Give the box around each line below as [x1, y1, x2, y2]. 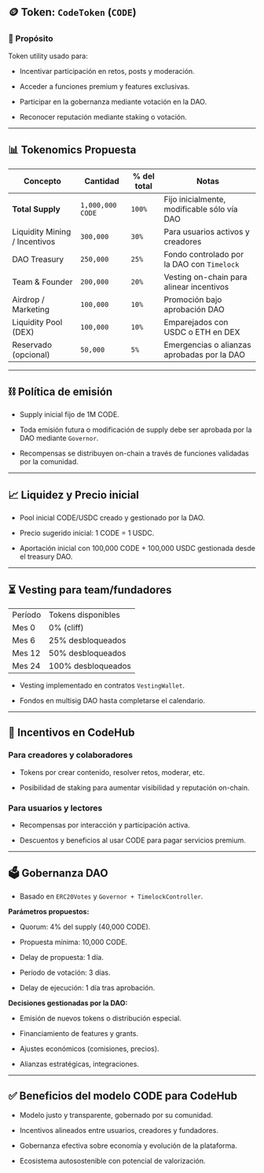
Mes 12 [12, 647, 41, 658]
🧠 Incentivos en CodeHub [8, 726, 135, 740]
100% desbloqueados [48, 660, 132, 671]
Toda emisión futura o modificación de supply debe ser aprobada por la [19, 425, 252, 434]
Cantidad [84, 175, 119, 186]
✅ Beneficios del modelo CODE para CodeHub [8, 1090, 238, 1103]
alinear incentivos [163, 281, 229, 292]
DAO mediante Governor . [19, 433, 99, 443]
